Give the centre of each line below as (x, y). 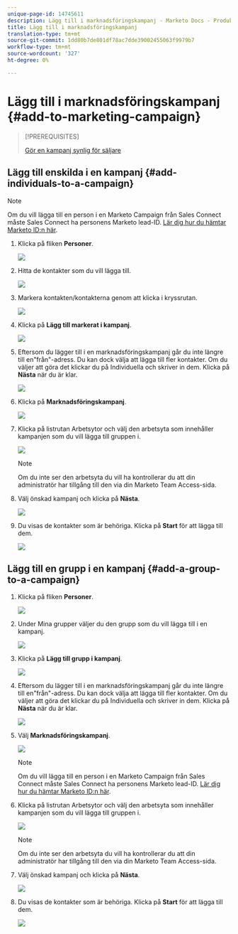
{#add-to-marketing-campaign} (104, 116)
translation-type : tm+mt (44, 34)
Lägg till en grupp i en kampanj (76, 568)
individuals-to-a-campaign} (71, 184)
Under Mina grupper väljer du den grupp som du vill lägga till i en (112, 624)
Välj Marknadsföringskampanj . (64, 736)
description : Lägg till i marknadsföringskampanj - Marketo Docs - (109, 21)
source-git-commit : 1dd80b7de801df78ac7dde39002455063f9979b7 (101, 41)
